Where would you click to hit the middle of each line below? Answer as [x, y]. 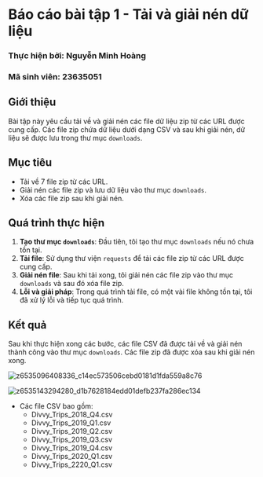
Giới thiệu [32, 103]
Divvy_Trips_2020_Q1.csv [72, 457]
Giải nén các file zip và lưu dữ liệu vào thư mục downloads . [113, 189]
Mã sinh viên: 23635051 [55, 77]
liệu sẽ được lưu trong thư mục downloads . [75, 138]
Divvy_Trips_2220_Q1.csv [71, 464]
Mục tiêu [30, 163]
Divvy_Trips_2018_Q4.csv [72, 415]
